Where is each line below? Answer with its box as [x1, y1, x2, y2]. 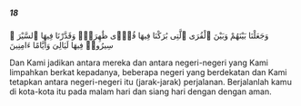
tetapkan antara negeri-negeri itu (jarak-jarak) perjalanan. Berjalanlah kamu [9, 76, 293, 87]
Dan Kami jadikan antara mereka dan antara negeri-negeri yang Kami [9, 57, 268, 68]
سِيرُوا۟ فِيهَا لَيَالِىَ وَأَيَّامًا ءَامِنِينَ [9, 39, 114, 50]
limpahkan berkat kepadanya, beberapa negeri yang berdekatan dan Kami [9, 66, 287, 77]
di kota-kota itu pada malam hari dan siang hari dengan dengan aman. [9, 86, 272, 97]
